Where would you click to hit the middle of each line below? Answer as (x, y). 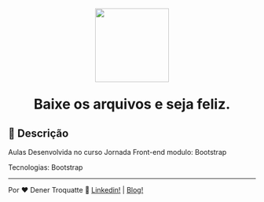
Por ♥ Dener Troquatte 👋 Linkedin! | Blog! (76, 190)
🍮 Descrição (38, 133)
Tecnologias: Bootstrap (46, 167)
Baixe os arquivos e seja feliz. (132, 104)
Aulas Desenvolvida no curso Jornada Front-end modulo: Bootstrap (117, 152)
